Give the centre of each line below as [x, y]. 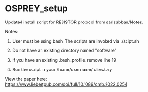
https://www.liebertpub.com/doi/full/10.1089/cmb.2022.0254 [66, 84]
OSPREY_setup [36, 9]
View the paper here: [26, 79]
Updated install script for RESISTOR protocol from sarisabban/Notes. [74, 22]
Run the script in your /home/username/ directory [62, 69]
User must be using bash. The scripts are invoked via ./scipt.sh [75, 41]
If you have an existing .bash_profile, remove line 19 [64, 60]
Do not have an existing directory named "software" [64, 50]
